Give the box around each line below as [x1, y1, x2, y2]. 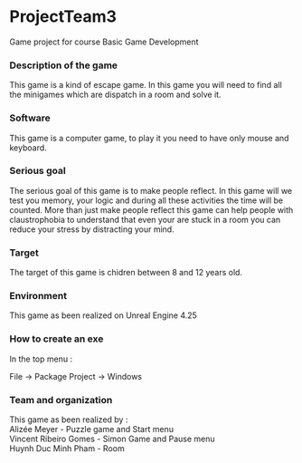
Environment [9, 290, 68, 303]
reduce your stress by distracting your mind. [9, 224, 175, 235]
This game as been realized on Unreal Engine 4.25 [9, 310, 197, 321]
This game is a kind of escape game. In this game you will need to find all [9, 80, 282, 91]
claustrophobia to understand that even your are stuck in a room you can [9, 214, 281, 225]
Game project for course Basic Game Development [9, 36, 199, 47]
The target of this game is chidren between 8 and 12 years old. [9, 267, 242, 278]
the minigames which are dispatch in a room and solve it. [9, 89, 222, 101]
